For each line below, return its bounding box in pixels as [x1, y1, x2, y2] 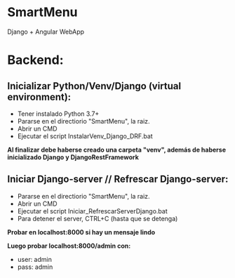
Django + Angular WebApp [7, 27, 85, 36]
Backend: [7, 52, 64, 68]
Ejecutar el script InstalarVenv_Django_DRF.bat [17, 131, 153, 140]
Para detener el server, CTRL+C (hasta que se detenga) [17, 214, 178, 223]
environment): [7, 91, 72, 102]
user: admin [17, 255, 53, 263]
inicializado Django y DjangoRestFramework [7, 152, 139, 161]
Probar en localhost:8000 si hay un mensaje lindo [7, 227, 156, 236]
